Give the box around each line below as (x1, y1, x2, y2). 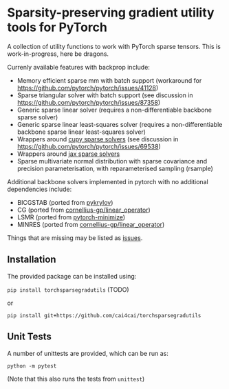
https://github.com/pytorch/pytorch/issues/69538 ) (17, 142, 162, 150)
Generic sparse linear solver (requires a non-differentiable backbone (17, 106, 212, 114)
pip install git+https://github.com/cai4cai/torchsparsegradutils (7, 312, 201, 319)
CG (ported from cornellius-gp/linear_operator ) (17, 206, 151, 214)
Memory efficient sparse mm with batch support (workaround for (17, 76, 202, 84)
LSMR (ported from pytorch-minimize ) (17, 212, 126, 221)
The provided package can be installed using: (7, 272, 137, 280)
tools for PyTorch (7, 19, 108, 35)
